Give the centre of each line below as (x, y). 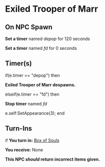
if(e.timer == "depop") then (32, 75)
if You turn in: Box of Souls (32, 140)
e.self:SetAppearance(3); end (35, 113)
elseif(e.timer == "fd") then (32, 94)
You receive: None (24, 149)
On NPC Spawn (29, 27)
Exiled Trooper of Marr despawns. (40, 84)
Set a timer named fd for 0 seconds (41, 48)
